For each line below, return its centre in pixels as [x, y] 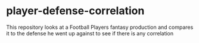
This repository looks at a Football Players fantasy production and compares [100, 27]
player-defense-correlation [75, 11]
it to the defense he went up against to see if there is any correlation [90, 33]
